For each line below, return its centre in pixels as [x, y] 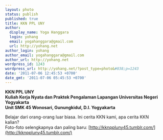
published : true [22, 19]
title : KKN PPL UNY [25, 23]
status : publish [22, 14]
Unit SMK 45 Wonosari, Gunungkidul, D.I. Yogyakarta [60, 107]
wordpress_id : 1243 [25, 64]
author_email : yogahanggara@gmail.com [45, 55]
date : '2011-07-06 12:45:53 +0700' [41, 73]
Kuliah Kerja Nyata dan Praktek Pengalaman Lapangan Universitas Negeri [81, 97]
